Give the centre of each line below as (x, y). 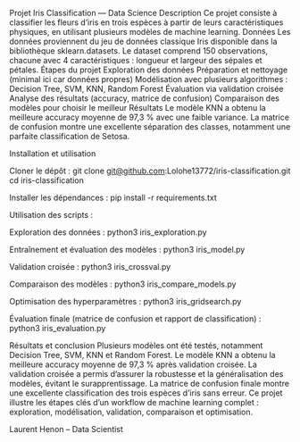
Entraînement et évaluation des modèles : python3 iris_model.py (127, 250)
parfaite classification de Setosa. (70, 136)
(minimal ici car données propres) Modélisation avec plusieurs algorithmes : (149, 79)
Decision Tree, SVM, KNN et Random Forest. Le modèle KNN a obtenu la (142, 355)
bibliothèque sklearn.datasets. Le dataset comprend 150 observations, (139, 51)
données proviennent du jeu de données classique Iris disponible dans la (143, 41)
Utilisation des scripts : (51, 215)
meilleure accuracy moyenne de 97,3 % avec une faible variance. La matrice (150, 117)
